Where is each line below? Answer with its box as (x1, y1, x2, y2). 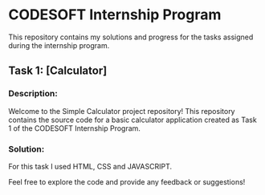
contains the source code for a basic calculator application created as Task (8, 115, 257, 124)
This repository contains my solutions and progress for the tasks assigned (8, 32, 254, 42)
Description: (8, 88, 58, 100)
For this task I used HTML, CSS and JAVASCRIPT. (8, 161, 173, 171)
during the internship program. (8, 40, 110, 50)
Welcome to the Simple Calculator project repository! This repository (8, 106, 235, 116)
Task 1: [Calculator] (8, 64, 108, 78)
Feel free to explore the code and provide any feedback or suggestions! (8, 177, 246, 186)
